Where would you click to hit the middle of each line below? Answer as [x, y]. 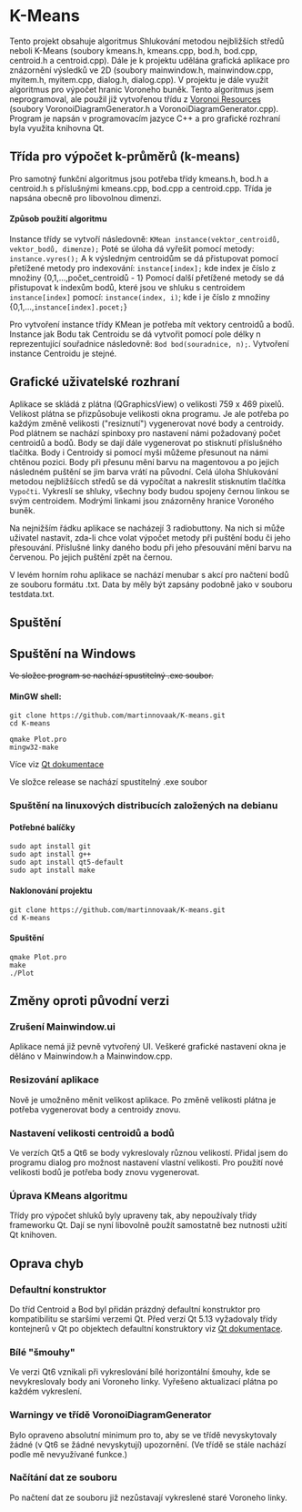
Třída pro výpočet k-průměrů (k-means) [125, 157]
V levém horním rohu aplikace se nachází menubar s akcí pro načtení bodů [149, 574]
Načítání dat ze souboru [63, 1477]
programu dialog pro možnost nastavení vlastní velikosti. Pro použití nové [146, 1162]
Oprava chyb [47, 1263]
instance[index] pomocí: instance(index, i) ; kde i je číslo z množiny [140, 297]
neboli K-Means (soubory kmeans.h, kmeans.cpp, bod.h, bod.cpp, [133, 50]
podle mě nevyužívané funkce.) [69, 1454]
